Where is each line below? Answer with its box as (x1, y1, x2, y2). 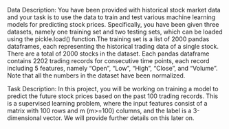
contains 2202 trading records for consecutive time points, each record (7, 57, 210, 64)
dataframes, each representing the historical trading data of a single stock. (7, 43, 219, 50)
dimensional (7, 114, 42, 122)
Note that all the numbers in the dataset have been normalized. (7, 71, 186, 80)
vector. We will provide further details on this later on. (43, 114, 195, 122)
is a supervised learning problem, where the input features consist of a (7, 99, 208, 107)
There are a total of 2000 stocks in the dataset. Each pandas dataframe (7, 49, 210, 58)
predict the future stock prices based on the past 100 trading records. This (7, 92, 219, 100)
